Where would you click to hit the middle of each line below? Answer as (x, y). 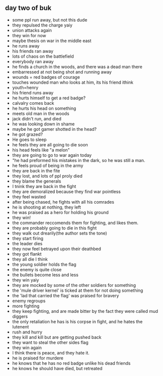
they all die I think (30, 259)
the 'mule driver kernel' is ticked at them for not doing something (78, 290)
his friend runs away (33, 93)
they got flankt (27, 254)
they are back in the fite (36, 170)
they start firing (28, 238)
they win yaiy (25, 280)
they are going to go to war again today (52, 155)
